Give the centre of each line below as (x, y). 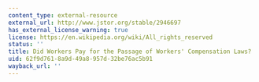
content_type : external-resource (63, 15)
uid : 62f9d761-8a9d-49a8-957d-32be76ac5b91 (81, 59)
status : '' (26, 45)
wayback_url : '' (35, 66)
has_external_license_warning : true (68, 30)
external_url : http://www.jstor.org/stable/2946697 (94, 23)
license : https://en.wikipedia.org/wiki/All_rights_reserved (111, 37)
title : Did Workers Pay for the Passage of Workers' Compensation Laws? (130, 52)
